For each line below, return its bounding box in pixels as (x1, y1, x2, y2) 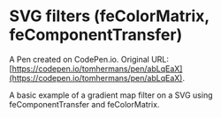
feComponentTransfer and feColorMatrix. (9, 99, 160, 109)
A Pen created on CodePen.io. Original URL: (9, 54, 170, 64)
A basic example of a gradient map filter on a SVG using (9, 90, 213, 100)
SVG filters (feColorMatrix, (9, 6, 210, 26)
